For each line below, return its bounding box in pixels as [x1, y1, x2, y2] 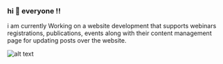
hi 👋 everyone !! [7, 6, 61, 16]
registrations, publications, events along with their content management [7, 29, 213, 37]
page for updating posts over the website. [7, 36, 127, 45]
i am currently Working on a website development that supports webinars [7, 22, 217, 30]
